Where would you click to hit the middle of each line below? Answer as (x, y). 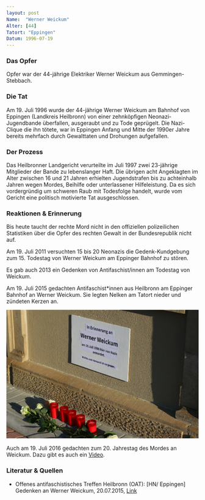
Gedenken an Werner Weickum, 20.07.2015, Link (76, 490)
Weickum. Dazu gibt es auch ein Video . (56, 455)
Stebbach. (19, 81)
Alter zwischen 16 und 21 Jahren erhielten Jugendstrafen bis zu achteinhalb (102, 178)
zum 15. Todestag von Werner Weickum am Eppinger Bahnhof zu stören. (97, 258)
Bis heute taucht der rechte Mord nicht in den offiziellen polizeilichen (93, 227)
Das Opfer (22, 61)
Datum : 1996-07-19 (30, 39)
